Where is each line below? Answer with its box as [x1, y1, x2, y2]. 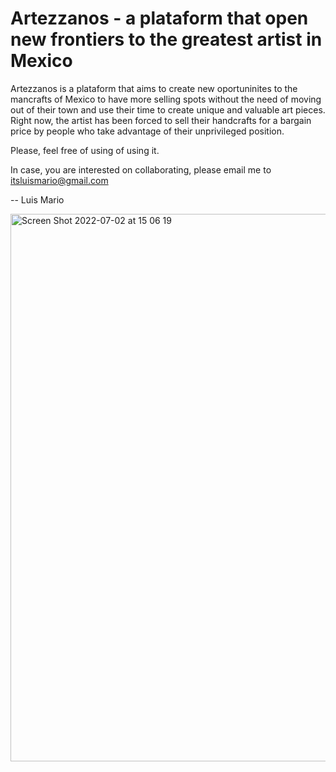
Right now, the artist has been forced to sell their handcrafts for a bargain [10, 114, 312, 126]
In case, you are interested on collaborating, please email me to [10, 163, 272, 176]
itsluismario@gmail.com [10, 174, 109, 186]
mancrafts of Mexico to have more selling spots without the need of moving [10, 93, 322, 105]
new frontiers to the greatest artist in [10, 28, 323, 51]
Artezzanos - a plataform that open [10, 7, 309, 30]
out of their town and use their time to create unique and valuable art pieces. [10, 103, 326, 116]
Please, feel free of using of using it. [10, 144, 160, 156]
